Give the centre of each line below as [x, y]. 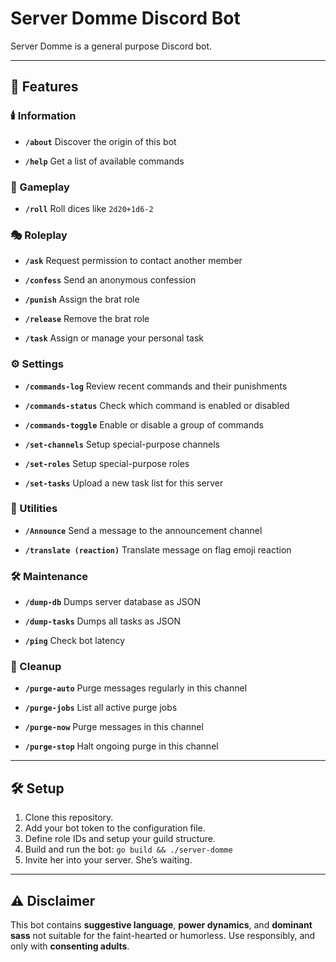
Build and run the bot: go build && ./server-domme [128, 849]
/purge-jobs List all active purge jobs [101, 708]
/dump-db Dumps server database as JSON [112, 602]
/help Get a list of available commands [104, 161]
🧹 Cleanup [36, 667]
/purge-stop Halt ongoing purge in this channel [121, 746]
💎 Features [44, 87]
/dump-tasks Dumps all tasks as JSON [102, 621]
